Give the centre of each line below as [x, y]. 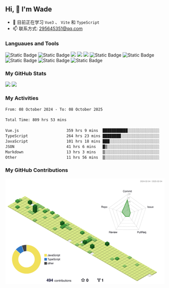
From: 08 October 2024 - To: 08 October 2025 [54, 109]
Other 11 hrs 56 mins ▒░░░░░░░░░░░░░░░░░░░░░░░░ [82, 157]
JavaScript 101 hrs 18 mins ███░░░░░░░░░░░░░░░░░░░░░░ [82, 141]
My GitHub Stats [26, 74]
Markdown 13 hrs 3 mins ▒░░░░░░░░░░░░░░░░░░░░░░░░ [82, 152]
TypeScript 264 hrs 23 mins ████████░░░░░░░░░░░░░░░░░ [82, 136]
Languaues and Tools [32, 43]
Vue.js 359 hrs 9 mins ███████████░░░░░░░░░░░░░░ [82, 131]
